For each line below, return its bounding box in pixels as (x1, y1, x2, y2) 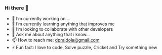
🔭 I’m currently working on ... (11, 16, 71, 22)
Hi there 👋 (4, 4, 29, 11)
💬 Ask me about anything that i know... (11, 32, 90, 38)
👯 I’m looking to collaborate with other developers (11, 26, 113, 32)
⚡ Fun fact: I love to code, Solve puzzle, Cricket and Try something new (11, 45, 158, 51)
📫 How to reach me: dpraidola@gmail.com (11, 37, 100, 43)
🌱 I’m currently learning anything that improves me (11, 21, 115, 27)
